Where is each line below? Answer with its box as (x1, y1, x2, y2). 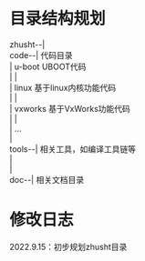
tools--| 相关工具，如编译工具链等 (9, 143, 137, 155)
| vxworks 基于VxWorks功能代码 (9, 103, 130, 114)
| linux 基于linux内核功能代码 (9, 82, 117, 93)
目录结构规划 (9, 8, 107, 29)
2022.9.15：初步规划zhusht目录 (9, 241, 128, 252)
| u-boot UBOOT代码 (9, 61, 87, 72)
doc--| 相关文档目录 (9, 174, 85, 185)
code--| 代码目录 (9, 49, 73, 60)
